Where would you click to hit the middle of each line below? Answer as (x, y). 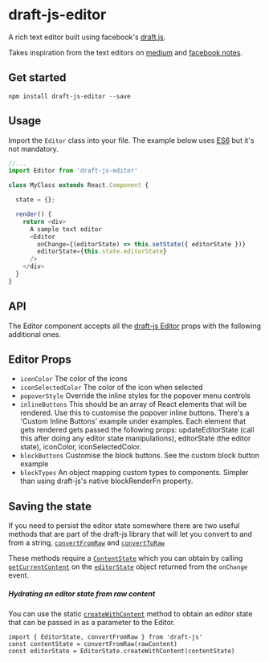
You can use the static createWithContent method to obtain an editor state (130, 614)
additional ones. (35, 334)
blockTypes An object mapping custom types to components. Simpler (134, 473)
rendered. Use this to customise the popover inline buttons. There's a (134, 413)
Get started (37, 78)
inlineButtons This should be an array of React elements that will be (133, 404)
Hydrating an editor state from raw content (82, 593)
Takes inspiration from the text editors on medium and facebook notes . (126, 52)
